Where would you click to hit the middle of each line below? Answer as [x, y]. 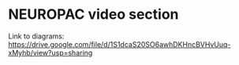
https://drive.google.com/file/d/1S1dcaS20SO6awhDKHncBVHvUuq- [119, 44]
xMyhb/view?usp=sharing [50, 52]
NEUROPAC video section [93, 14]
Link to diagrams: [36, 36]
